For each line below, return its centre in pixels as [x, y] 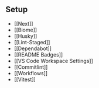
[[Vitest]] [25, 79]
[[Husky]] [25, 36]
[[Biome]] [25, 30]
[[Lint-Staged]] [32, 42]
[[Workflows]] [31, 73]
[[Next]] [23, 23]
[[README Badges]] [38, 54]
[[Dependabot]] [33, 48]
